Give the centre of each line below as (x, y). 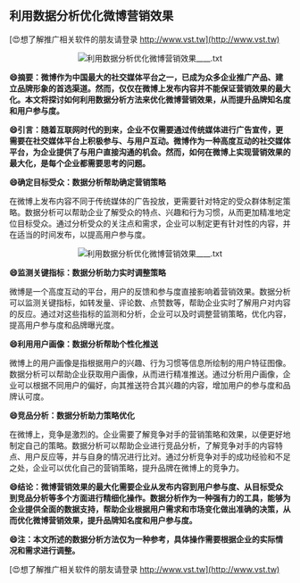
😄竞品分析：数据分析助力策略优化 (72, 415)
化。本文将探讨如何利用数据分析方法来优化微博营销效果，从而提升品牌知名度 (150, 99)
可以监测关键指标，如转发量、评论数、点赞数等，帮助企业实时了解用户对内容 (150, 303)
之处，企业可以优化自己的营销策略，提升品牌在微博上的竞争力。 (126, 468)
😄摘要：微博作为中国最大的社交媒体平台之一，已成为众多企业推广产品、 (142, 77)
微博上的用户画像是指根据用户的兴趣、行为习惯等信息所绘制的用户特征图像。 (150, 362)
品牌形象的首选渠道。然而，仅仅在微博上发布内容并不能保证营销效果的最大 (154, 88)
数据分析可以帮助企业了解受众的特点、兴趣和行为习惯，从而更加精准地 (154, 212)
